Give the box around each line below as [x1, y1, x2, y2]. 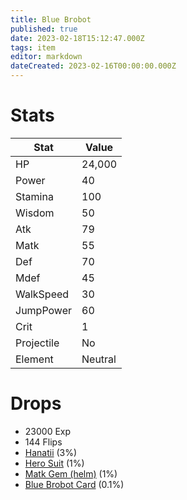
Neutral [81, 352, 117, 366]
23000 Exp [24, 425, 72, 437]
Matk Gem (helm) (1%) [24, 467, 118, 480]
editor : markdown [10, 52, 83, 62]
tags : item [10, 42, 56, 53]
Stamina [15, 189, 54, 203]
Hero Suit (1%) [24, 457, 85, 469]
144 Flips [24, 436, 63, 448]
